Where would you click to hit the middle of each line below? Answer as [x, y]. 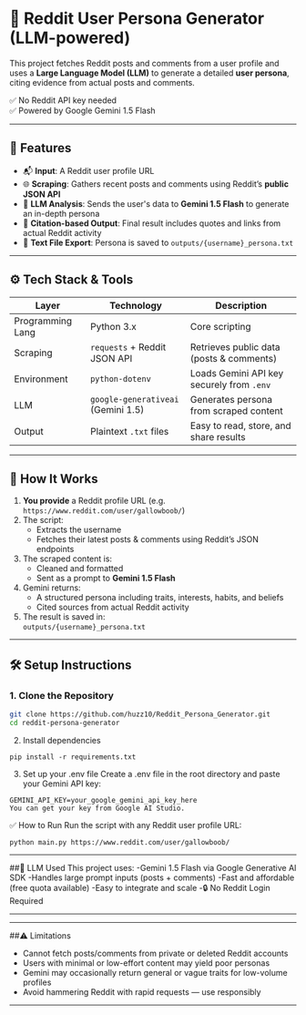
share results [218, 436]
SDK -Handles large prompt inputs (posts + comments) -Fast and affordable [152, 877]
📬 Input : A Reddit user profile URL [88, 170]
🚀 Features [41, 148]
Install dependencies [62, 740]
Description [241, 305]
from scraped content [237, 411]
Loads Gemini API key [237, 373]
